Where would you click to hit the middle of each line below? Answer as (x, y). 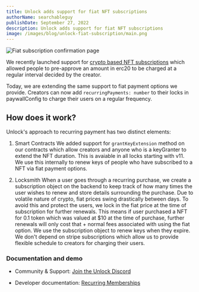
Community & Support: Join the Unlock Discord (73, 271)
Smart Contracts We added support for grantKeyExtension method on (100, 143)
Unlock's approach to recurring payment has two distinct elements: (89, 132)
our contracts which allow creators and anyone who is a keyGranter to (101, 150)
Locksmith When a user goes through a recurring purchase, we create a (103, 180)
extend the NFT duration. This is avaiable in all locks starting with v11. (99, 155)
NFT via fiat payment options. (51, 168)
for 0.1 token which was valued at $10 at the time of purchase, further (99, 218)
